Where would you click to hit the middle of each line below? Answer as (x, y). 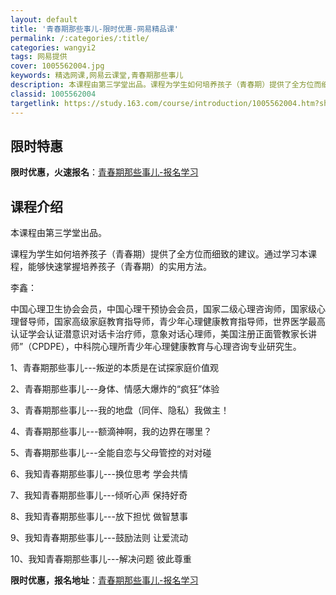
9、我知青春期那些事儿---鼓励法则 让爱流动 (99, 538)
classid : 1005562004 (53, 94)
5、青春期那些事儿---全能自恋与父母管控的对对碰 (111, 453)
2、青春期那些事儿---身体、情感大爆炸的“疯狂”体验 (115, 389)
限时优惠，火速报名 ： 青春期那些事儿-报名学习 (104, 172)
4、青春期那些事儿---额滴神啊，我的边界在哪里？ (111, 432)
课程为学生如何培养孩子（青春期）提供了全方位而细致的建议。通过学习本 (159, 254)
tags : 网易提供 (39, 57)
